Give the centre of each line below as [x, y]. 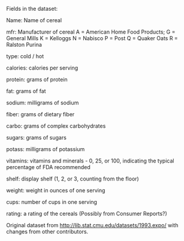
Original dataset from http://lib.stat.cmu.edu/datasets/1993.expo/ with [92, 225]
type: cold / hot [25, 56]
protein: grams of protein [37, 79]
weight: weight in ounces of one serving [56, 190]
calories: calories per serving [42, 68]
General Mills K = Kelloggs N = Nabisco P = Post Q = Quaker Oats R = [92, 38]
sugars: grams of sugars [37, 138]
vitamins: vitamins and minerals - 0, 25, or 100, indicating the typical [90, 161]
